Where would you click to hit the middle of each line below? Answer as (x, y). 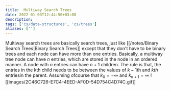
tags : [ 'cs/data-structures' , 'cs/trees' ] (51, 24)
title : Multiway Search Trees (39, 10)
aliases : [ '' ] (20, 29)
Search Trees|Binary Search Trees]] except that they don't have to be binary (86, 49)
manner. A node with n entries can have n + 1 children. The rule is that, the (83, 65)
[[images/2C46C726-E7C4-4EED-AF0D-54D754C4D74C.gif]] (71, 82)
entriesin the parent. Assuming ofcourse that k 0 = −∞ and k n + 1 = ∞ (77, 76)
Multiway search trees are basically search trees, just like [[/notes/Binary (82, 43)
